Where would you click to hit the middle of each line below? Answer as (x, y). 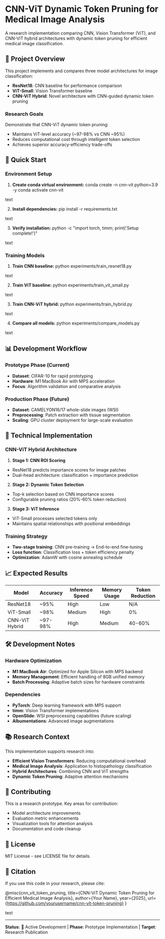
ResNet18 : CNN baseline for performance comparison (67, 85)
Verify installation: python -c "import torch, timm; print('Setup (75, 228)
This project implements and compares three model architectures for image (82, 71)
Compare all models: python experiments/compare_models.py (76, 323)
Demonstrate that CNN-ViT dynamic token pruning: (57, 125)
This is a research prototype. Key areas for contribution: (62, 803)
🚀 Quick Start (26, 160)
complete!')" (25, 233)
